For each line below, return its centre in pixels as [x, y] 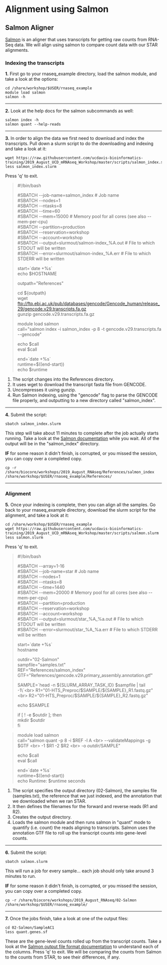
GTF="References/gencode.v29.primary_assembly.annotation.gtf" [85, 675]
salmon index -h [22, 120]
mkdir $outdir [31, 720]
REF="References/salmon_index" [51, 670]
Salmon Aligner [30, 28]
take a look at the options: [32, 79]
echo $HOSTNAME [37, 274]
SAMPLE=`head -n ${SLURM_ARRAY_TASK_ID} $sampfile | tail [81, 685]
